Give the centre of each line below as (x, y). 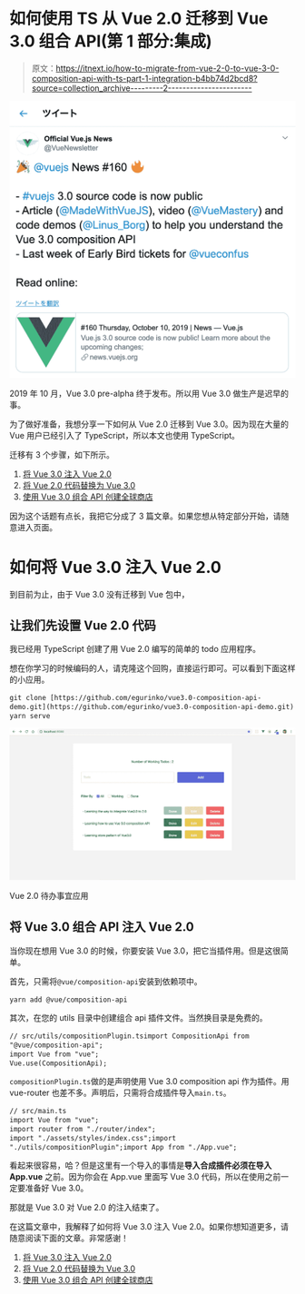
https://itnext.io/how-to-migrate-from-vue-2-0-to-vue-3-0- (167, 68)
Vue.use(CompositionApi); (58, 1063)
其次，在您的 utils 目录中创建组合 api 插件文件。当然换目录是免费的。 (138, 1017)
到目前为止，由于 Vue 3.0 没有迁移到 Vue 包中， (99, 594)
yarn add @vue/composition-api (69, 1000)
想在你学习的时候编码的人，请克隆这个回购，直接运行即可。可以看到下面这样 (152, 668)
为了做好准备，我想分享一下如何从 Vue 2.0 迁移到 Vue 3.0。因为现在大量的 (149, 424)
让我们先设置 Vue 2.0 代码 (83, 626)
